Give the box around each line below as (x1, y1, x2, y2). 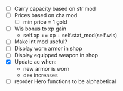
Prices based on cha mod (14, 12, 78, 19)
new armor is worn (23, 65, 70, 72)
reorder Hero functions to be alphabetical (14, 77, 116, 85)
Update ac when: (14, 58, 57, 65)
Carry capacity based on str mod (14, 5, 96, 12)
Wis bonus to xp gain (14, 25, 67, 32)
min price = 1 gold (23, 18, 67, 26)
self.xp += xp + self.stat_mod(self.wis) (23, 32, 118, 39)
